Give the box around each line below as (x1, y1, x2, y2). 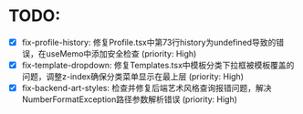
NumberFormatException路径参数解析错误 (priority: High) (21, 94, 238, 105)
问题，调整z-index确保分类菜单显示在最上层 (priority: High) (21, 71, 244, 82)
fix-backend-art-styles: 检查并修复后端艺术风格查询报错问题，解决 (21, 83, 272, 94)
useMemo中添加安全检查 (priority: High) (46, 48, 197, 59)
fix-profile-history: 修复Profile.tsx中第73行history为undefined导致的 (21, 36, 277, 47)
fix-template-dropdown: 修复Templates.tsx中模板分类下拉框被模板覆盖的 (21, 60, 295, 70)
